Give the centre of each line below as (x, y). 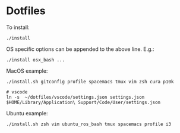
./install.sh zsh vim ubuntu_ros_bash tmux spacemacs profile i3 (89, 124)
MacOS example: (27, 71)
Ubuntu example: (27, 113)
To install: (18, 27)
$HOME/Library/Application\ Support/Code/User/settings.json (83, 102)
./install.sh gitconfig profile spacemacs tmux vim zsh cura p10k (90, 82)
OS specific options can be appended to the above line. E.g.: (80, 49)
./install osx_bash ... (36, 60)
